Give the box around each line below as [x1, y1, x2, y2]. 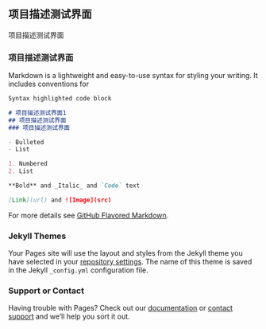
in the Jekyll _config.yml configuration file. [8, 265, 148, 275]
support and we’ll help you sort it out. [8, 311, 130, 321]
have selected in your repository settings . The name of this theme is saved [8, 257, 253, 267]
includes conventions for [8, 79, 90, 89]
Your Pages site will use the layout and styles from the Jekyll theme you [8, 249, 244, 258]
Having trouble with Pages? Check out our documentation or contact [8, 304, 233, 313]
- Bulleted [8, 138, 44, 146]
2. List [8, 167, 34, 175]
